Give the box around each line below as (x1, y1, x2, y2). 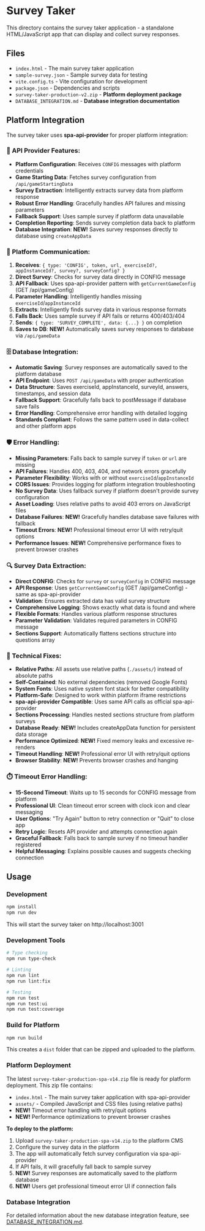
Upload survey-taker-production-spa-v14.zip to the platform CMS (15, 1137, 184, 1144)
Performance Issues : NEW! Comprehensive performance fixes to (15, 539, 182, 546)
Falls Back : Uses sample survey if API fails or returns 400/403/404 (15, 312, 185, 320)
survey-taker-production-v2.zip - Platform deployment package (15, 90, 182, 98)
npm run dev (6, 910, 37, 916)
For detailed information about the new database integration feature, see (6, 1212, 190, 1219)
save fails (15, 403, 40, 410)
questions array (15, 636, 55, 644)
